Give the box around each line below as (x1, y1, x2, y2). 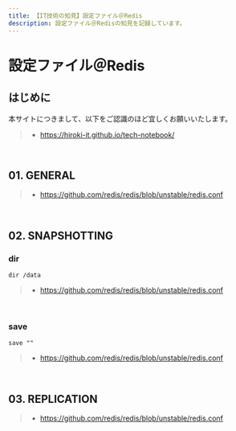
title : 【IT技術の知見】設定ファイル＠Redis (8, 11, 143, 20)
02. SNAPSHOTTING (8, 228, 114, 242)
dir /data (8, 271, 42, 279)
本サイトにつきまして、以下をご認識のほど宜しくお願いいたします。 (8, 113, 233, 123)
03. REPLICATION (8, 392, 98, 406)
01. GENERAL (8, 168, 76, 182)
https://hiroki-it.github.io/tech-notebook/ (39, 129, 175, 139)
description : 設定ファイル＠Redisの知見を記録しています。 (8, 19, 186, 27)
